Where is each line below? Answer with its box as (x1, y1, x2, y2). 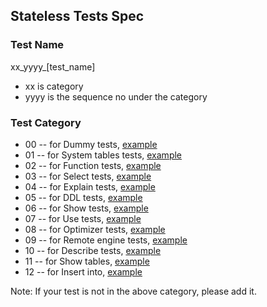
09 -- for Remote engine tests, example (24, 234, 188, 246)
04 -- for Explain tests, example (24, 180, 156, 193)
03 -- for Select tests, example (24, 170, 152, 182)
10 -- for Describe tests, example (24, 244, 162, 256)
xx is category (24, 80, 84, 92)
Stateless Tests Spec (10, 8, 145, 25)
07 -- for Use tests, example (24, 212, 142, 224)
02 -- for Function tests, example (24, 159, 162, 171)
